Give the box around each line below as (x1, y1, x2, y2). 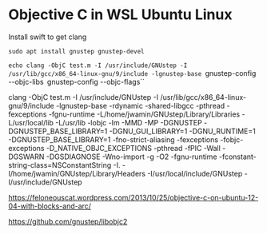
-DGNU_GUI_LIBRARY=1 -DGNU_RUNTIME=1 (109, 126, 256, 136)
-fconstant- (218, 152, 257, 161)
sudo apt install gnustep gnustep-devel (8, 47, 145, 55)
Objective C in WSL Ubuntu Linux (8, 6, 233, 24)
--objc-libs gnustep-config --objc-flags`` (8, 77, 145, 86)
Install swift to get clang (8, 32, 87, 42)
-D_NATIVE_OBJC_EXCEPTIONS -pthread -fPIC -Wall (46, 143, 221, 153)
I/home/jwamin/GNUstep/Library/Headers (8, 169, 146, 178)
